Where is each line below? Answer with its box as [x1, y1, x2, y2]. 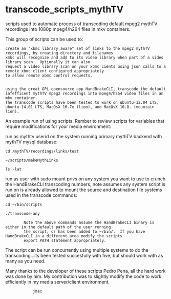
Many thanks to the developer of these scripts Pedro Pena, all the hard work [5, 268, 166, 274]
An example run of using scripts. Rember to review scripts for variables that [5, 118, 165, 124]
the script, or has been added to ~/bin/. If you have [24, 229, 145, 234]
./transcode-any [5, 211, 40, 216]
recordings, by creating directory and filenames [5, 50, 114, 55]
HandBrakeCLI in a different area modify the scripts [5, 233, 123, 238]
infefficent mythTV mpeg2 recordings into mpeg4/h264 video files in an [5, 91, 164, 96]
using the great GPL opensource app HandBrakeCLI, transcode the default [5, 86, 166, 91]
